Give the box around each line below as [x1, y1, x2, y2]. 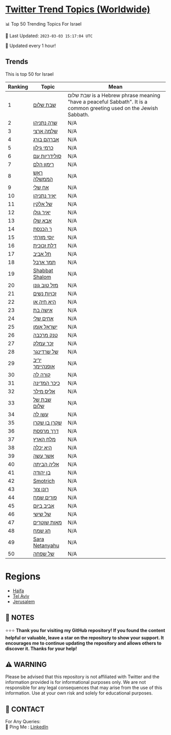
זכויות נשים [33, 290, 57, 297]
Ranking [8, 83, 28, 90]
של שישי [33, 510, 51, 518]
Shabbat [33, 267, 53, 274]
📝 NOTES [5, 613, 35, 622]
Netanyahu [33, 542, 60, 549]
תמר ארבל [33, 258, 56, 265]
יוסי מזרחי [33, 234, 54, 241]
